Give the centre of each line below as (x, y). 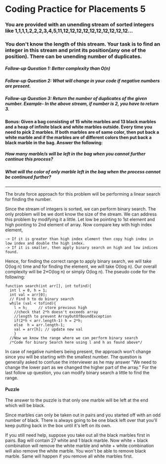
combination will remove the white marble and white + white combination (80, 446)
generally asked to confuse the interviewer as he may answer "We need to (81, 362)
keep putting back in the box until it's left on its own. (58, 426)
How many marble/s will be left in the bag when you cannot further (75, 154)
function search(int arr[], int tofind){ (48, 286)
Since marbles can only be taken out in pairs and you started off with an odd (83, 415)
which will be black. (25, 406)
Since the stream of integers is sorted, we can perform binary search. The (81, 209)
